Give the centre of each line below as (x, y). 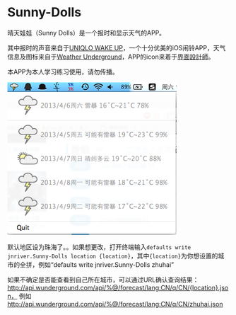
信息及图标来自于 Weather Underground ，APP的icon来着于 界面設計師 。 (111, 57)
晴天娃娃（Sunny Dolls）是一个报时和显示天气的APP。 (87, 33)
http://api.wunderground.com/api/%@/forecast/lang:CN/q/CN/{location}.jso (118, 287)
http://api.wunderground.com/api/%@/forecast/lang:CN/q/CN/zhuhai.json (115, 304)
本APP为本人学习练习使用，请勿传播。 (63, 71)
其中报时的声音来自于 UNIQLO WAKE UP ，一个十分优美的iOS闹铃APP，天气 (117, 47)
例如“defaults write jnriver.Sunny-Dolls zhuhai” (106, 264)
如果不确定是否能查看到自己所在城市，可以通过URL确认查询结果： (103, 280)
